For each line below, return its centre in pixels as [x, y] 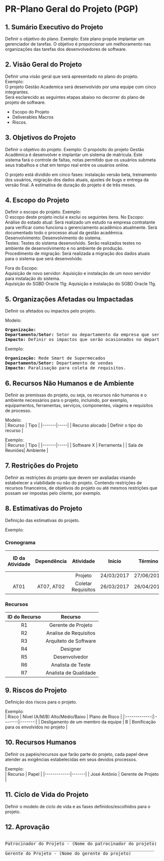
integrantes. [17, 92]
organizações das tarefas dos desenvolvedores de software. [66, 49]
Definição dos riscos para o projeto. [41, 702]
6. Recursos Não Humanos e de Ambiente [70, 383]
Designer [71, 649]
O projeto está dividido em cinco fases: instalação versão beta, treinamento [81, 174]
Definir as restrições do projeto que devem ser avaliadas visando [70, 477]
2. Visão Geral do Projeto [43, 65]
